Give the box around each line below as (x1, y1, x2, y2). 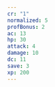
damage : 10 (7, 50, 39, 57)
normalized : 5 (7, 17, 49, 24)
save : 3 (7, 62, 30, 69)
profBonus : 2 (7, 23, 45, 30)
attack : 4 (7, 43, 36, 50)
